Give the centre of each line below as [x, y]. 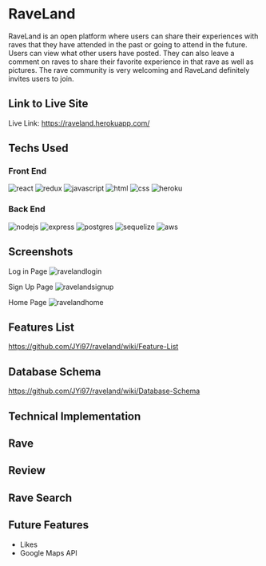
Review [27, 470]
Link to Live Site [48, 104]
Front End [28, 171]
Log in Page [28, 271]
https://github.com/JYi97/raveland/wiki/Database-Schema [104, 391]
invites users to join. [41, 78]
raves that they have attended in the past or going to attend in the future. [128, 44]
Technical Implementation [75, 416]
